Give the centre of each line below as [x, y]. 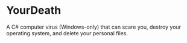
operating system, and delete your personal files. [67, 33]
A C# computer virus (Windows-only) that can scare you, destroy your [94, 27]
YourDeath [34, 10]
